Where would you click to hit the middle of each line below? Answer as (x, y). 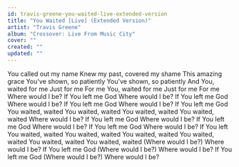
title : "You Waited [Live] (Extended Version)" (80, 21)
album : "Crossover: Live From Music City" (71, 34)
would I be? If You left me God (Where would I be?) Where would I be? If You (120, 149)
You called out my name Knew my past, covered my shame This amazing (115, 74)
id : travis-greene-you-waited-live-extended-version (87, 14)
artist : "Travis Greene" (44, 27)
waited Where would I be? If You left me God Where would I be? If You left (116, 119)
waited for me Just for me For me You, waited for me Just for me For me (113, 89)
